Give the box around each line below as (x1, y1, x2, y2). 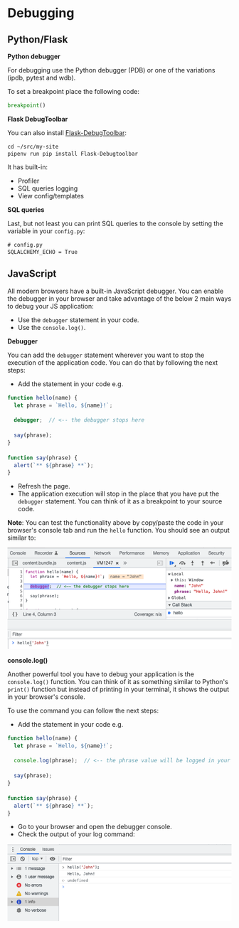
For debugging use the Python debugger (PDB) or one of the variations (7, 66, 216, 74)
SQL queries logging (17, 183, 78, 193)
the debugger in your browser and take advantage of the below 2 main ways (7, 294, 232, 303)
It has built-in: (7, 162, 48, 171)
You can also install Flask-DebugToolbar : (7, 128, 127, 137)
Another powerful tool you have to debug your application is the (7, 670, 194, 678)
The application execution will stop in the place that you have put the (17, 489, 220, 498)
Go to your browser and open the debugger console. (17, 823, 172, 831)
